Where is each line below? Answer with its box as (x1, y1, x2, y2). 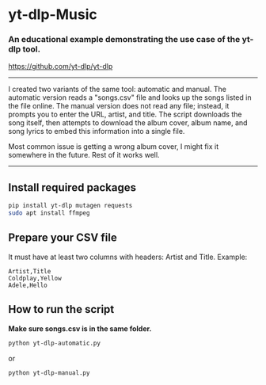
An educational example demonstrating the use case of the (8, 34, 241, 45)
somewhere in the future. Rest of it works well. (8, 151, 160, 160)
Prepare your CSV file (8, 231, 117, 245)
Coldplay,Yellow (8, 274, 62, 282)
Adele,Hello (8, 281, 47, 289)
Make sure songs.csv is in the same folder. (8, 323, 152, 334)
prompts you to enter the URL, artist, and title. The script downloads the (8, 109, 242, 120)
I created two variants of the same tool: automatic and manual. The (8, 85, 227, 94)
